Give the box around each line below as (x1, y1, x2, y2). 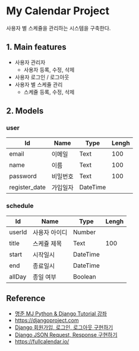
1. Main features (6, 42, 67, 52)
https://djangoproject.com (14, 317, 79, 324)
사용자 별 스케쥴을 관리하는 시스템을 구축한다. (6, 24, 111, 31)
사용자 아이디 (32, 228, 68, 236)
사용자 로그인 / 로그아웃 (14, 73, 69, 81)
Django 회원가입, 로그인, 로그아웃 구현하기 (14, 324, 113, 331)
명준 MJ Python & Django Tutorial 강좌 (14, 310, 107, 317)
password (9, 172, 37, 181)
